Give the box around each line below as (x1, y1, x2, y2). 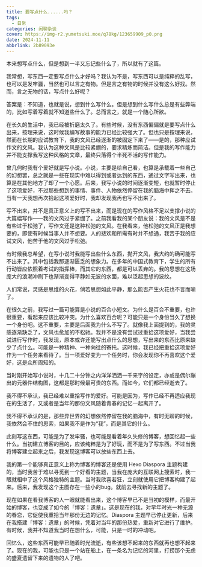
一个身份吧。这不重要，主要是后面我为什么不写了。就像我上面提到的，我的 (6, 321, 191, 328)
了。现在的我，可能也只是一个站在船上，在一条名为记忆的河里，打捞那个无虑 (6, 546, 196, 554)
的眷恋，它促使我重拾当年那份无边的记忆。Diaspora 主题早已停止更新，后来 (6, 511, 194, 518)
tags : (6, 14, 20, 21)
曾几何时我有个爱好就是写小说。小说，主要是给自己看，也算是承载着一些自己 (6, 164, 196, 171)
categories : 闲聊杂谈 (6, 25, 57, 32)
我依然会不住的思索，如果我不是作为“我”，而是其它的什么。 (6, 420, 153, 427)
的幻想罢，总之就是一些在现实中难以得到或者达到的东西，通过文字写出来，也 (6, 171, 196, 179)
